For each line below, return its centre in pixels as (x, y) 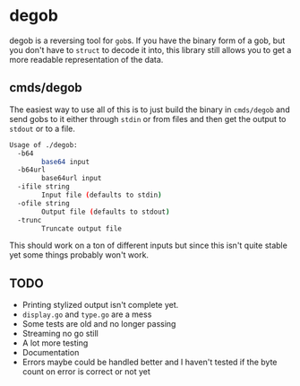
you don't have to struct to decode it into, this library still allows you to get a (150, 49)
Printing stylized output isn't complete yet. (100, 305)
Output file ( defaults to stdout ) (106, 212)
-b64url (32, 170)
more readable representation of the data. (86, 59)
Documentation (51, 353)
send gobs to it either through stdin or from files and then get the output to (148, 118)
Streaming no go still (60, 334)
